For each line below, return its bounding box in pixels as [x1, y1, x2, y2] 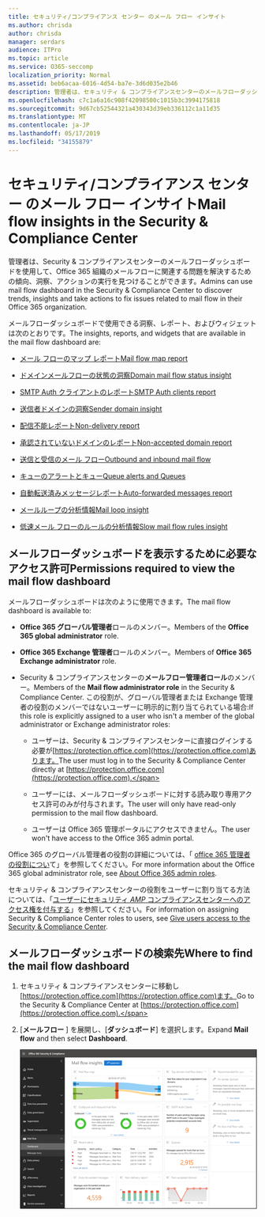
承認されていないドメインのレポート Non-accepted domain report [19, 438, 233, 447]
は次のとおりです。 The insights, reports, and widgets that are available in [8, 328, 246, 338]
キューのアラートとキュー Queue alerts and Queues [19, 471, 186, 480]
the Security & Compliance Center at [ [19, 1000, 144, 1010]
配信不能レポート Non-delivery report [19, 420, 140, 430]
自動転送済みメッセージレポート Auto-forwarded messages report [19, 487, 233, 498]
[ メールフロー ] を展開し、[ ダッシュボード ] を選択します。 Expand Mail [19, 1025, 248, 1034]
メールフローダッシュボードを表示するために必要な [8, 547, 257, 561]
